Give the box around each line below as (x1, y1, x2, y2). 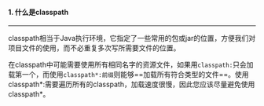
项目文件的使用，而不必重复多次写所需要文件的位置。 (8, 43, 181, 53)
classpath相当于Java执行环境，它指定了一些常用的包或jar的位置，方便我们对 (8, 34, 256, 43)
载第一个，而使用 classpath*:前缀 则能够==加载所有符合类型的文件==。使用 (8, 70, 249, 79)
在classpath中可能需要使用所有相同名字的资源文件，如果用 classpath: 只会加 (8, 60, 254, 70)
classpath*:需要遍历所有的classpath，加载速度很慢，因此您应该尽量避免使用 (8, 79, 255, 90)
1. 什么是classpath (8, 7, 69, 16)
